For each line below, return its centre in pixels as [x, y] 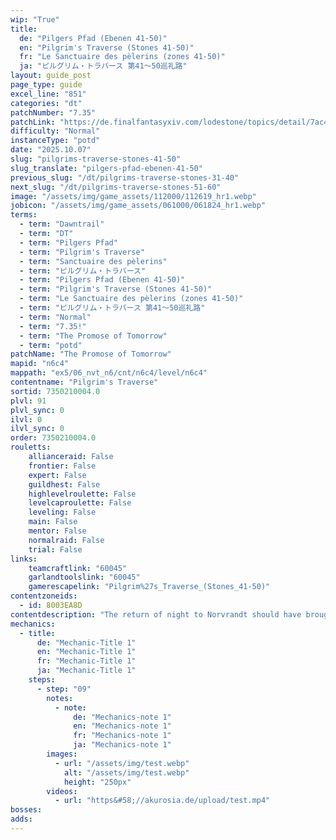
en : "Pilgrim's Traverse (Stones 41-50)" [107, 47]
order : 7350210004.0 [53, 438]
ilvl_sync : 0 [37, 429]
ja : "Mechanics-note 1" [122, 745]
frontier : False [62, 466]
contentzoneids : [44, 596]
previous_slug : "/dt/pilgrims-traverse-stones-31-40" [125, 177]
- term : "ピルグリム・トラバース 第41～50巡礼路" [112, 308]
